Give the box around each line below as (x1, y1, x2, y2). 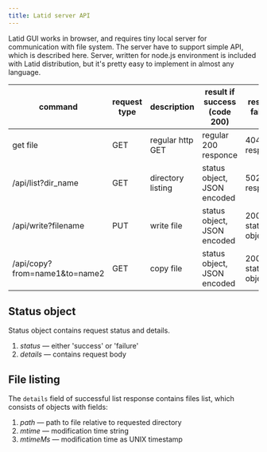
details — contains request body (19, 349, 127, 359)
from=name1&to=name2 (12, 267, 105, 279)
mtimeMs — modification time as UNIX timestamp (19, 434, 183, 444)
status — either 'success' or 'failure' (19, 341, 139, 351)
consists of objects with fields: (8, 403, 109, 412)
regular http (149, 134, 194, 146)
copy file (149, 263, 183, 274)
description (149, 101, 195, 112)
